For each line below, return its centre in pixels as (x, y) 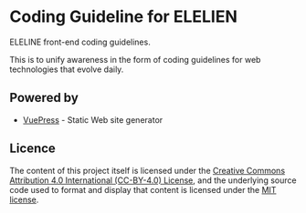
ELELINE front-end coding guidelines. (80, 42)
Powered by (44, 98)
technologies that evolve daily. (67, 69)
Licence (33, 149)
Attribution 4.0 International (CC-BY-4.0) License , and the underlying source (153, 180)
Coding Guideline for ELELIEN (123, 17)
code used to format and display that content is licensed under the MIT (143, 189)
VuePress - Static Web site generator (93, 119)
